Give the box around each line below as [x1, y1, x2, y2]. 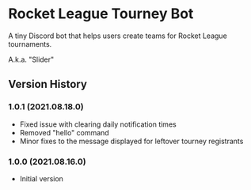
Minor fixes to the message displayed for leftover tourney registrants [19, 136, 244, 146]
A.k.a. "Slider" [8, 55, 55, 64]
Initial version [19, 173, 63, 183]
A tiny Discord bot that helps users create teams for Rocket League [8, 31, 227, 40]
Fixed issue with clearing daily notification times [19, 120, 177, 129]
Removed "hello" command [19, 127, 109, 137]
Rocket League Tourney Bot [8, 5, 194, 23]
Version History [8, 78, 87, 91]
